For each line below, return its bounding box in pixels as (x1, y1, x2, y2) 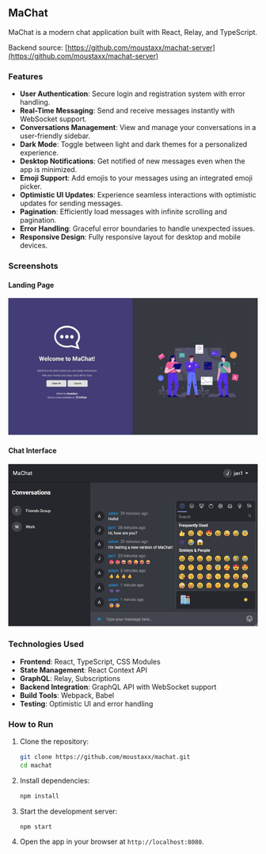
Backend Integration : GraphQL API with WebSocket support (19, 682, 217, 691)
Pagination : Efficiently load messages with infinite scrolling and (19, 207, 227, 216)
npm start (19, 822, 53, 831)
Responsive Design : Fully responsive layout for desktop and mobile (19, 232, 241, 242)
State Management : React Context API (19, 665, 148, 675)
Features (8, 71, 44, 82)
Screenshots (8, 261, 59, 272)
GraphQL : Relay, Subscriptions (19, 673, 121, 683)
